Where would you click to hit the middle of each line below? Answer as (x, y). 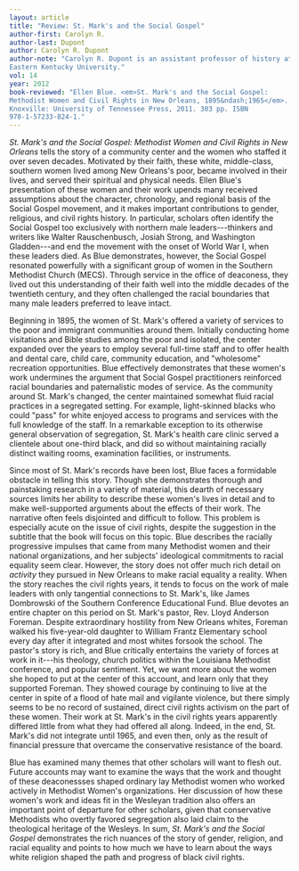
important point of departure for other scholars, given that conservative (140, 810)
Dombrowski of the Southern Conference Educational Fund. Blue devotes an (149, 604)
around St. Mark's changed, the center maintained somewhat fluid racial (141, 397)
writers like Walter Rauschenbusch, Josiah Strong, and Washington (132, 237)
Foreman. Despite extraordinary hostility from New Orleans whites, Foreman (149, 622)
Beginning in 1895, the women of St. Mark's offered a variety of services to (146, 321)
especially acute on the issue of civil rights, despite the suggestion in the (143, 528)
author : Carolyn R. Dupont (59, 51)
